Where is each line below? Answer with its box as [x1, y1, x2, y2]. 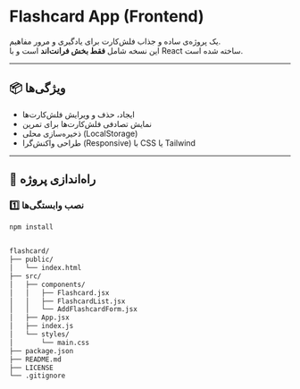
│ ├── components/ [9, 280, 87, 289]
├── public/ [9, 255, 54, 265]
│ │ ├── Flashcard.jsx [9, 288, 110, 297]
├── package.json [9, 346, 74, 355]
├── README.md [9, 355, 62, 364]
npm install [9, 223, 54, 232]
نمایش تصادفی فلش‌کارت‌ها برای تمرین [21, 118, 152, 129]
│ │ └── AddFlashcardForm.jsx [9, 305, 138, 314]
